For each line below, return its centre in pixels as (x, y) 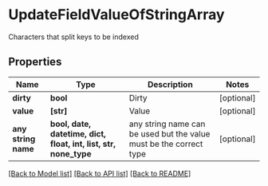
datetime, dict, (78, 133)
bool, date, (71, 124)
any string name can (167, 124)
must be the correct (166, 144)
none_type (71, 153)
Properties (35, 62)
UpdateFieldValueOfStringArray (116, 15)
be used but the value (169, 133)
